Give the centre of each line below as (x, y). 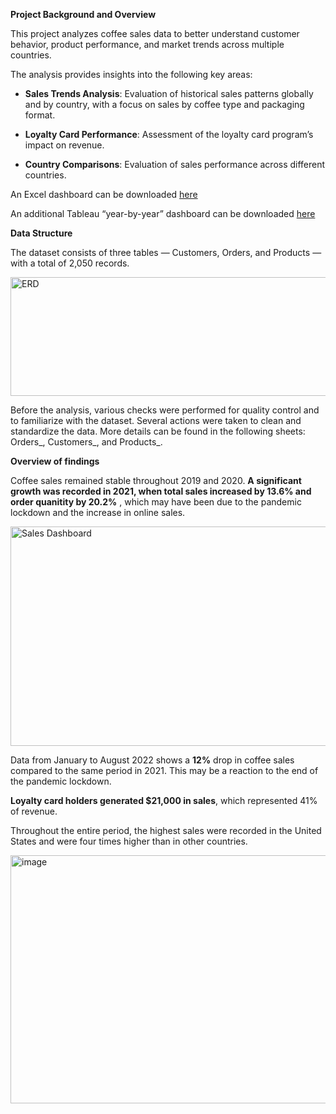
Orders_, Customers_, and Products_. (86, 442)
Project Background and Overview (83, 14)
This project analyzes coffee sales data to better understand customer (155, 33)
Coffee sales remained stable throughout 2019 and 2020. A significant (156, 480)
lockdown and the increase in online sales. (98, 512)
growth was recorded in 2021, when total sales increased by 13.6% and (161, 491)
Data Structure (41, 233)
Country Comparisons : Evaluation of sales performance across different (175, 164)
